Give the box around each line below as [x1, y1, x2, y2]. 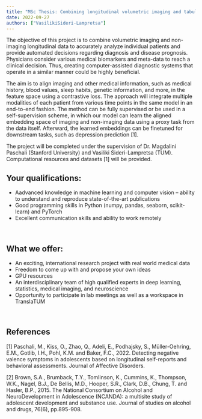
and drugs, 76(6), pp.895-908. [6, 405, 82, 412]
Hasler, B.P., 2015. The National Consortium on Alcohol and [6, 386, 153, 394]
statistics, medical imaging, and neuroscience [14, 285, 129, 292]
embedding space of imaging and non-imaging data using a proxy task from [6, 118, 195, 126]
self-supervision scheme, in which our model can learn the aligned [6, 112, 172, 119]
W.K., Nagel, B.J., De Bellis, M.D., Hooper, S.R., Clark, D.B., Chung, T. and [6, 380, 188, 387]
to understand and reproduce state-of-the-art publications [14, 195, 161, 203]
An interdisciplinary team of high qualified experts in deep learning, [14, 279, 182, 286]
